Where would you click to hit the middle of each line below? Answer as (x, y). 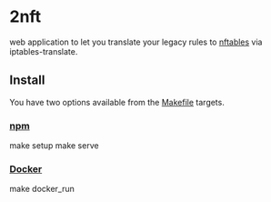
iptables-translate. (44, 51)
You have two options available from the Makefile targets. (117, 102)
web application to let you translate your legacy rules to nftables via (136, 42)
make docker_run (42, 189)
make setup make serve (54, 146)
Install (27, 81)
